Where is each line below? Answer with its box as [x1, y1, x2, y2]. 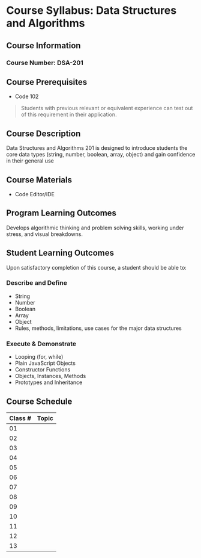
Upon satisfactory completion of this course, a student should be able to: [6, 264, 187, 271]
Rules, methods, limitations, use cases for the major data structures [14, 324, 182, 332]
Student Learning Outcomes [6, 248, 114, 258]
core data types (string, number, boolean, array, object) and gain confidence [6, 151, 196, 158]
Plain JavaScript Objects [14, 359, 76, 367]
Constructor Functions [14, 366, 71, 373]
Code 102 [14, 93, 39, 100]
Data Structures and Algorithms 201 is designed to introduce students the [6, 144, 188, 152]
